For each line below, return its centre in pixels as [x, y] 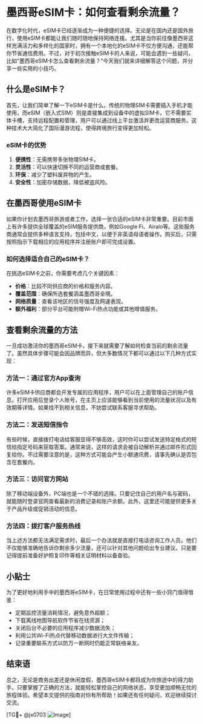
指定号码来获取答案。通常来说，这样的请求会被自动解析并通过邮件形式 [104, 447]
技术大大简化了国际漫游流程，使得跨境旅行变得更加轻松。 [83, 127]
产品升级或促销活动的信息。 [46, 509]
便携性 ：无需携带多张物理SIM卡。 [57, 160]
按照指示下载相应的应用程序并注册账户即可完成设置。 [72, 242]
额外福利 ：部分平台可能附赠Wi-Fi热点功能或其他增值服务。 [88, 309]
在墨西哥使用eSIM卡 [44, 203]
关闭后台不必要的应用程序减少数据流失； [65, 628]
